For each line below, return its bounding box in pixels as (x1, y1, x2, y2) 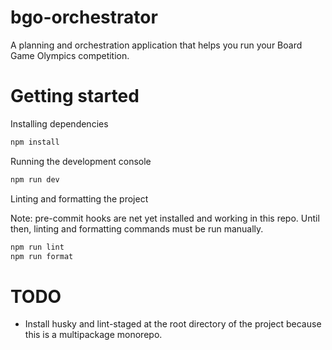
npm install (10, 137, 60, 147)
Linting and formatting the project (10, 192, 149, 205)
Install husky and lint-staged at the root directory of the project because (24, 318, 322, 330)
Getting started (10, 85, 140, 108)
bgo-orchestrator (10, 6, 158, 29)
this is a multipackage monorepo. (24, 329, 163, 341)
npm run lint (10, 242, 65, 252)
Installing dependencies (10, 117, 109, 130)
